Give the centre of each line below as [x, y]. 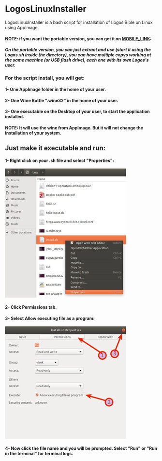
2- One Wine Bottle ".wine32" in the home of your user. [62, 100]
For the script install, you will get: [45, 78]
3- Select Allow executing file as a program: [50, 318]
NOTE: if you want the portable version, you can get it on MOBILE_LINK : [78, 39]
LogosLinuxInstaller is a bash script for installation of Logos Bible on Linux [79, 22]
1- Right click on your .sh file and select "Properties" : [60, 160]
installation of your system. [33, 133]
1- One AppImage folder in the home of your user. [56, 89]
